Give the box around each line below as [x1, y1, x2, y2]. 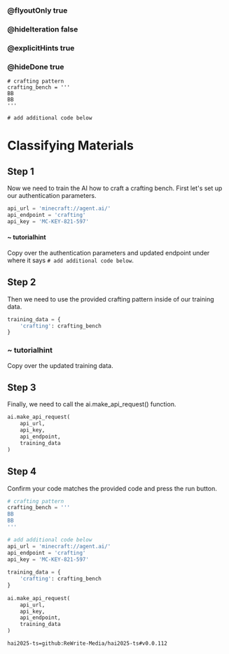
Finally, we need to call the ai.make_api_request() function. [7, 400, 176, 408]
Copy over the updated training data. [7, 361, 113, 369]
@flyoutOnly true [7, 6, 68, 15]
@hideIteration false [7, 24, 78, 34]
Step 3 [7, 382, 36, 394]
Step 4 [7, 466, 37, 478]
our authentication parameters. [7, 192, 97, 200]
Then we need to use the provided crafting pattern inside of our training [7, 294, 215, 303]
